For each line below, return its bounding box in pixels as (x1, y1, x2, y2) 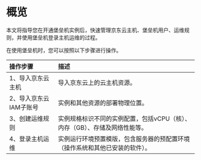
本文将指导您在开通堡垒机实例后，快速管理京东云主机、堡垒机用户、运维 (6, 26, 184, 34)
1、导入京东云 (9, 74, 50, 82)
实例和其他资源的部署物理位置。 (57, 98, 148, 107)
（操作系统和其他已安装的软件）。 (57, 143, 151, 152)
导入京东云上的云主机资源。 (57, 79, 136, 87)
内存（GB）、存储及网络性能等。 (57, 123, 148, 132)
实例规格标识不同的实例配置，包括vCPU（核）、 (57, 114, 191, 123)
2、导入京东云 (9, 94, 50, 102)
